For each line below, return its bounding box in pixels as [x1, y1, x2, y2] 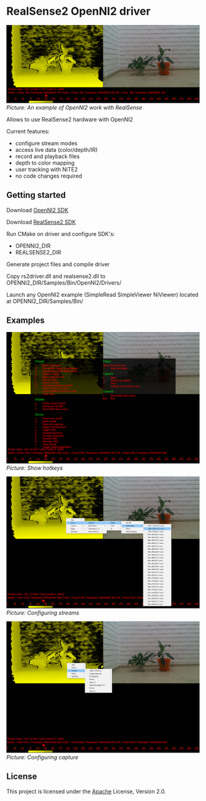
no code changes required [15, 172, 83, 180]
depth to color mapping [15, 159, 75, 167]
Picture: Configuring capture [6, 753, 78, 760]
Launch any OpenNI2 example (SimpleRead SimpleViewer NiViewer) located [6, 291, 199, 298]
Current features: [6, 127, 50, 135]
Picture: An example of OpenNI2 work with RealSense [6, 103, 143, 111]
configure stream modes [15, 140, 78, 147]
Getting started [6, 190, 66, 200]
